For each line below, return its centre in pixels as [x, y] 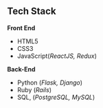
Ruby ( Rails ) [34, 89]
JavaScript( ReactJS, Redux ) [57, 56]
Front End [21, 28]
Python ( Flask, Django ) [50, 83]
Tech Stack [32, 11]
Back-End [21, 69]
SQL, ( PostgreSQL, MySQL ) [56, 97]
